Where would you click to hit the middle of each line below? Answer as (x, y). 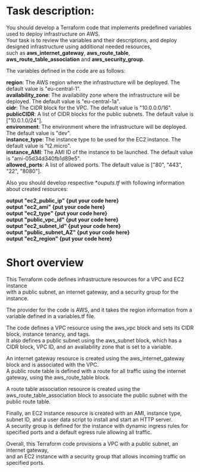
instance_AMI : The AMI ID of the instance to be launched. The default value (100, 152)
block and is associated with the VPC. (53, 365)
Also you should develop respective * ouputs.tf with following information (96, 183)
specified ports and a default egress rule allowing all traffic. (79, 432)
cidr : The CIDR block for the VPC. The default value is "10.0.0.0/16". (89, 107)
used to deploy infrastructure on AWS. (53, 33)
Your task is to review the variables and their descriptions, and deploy (92, 40)
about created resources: (37, 189)
